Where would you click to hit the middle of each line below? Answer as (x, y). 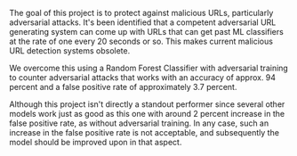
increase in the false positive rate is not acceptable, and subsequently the (144, 132)
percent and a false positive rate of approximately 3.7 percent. (123, 87)
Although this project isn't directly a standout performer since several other (147, 104)
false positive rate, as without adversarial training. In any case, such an (139, 123)
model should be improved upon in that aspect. (96, 142)
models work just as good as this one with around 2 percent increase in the (147, 114)
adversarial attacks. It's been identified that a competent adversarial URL (143, 22)
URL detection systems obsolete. (70, 51)
